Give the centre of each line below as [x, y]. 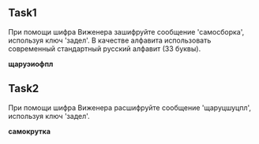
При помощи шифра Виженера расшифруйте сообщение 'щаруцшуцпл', [129, 107]
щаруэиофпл [31, 64]
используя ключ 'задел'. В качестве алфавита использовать [110, 40]
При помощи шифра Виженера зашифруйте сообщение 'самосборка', [126, 31]
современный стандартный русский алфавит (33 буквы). [105, 48]
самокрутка [30, 131]
